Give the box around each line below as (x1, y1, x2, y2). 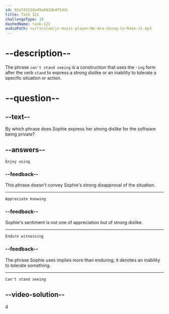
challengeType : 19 (5, 17, 44, 22)
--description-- (5, 48, 71, 59)
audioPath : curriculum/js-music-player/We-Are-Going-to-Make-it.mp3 (5, 26, 152, 31)
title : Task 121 (5, 12, 39, 17)
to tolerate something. (5, 262, 51, 268)
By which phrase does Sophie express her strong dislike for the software (5, 126, 156, 132)
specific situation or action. (5, 75, 62, 81)
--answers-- (5, 146, 45, 154)
